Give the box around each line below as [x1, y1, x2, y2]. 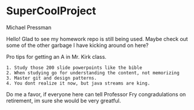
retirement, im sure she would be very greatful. [6, 97, 121, 104]
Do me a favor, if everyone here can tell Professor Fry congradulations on [6, 90, 186, 98]
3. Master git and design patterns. [6, 75, 97, 81]
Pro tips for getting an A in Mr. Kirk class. [6, 53, 107, 60]
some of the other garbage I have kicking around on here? [6, 42, 149, 49]
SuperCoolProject [6, 4, 96, 18]
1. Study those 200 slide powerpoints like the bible [6, 64, 143, 71]
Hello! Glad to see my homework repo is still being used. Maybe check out [6, 35, 189, 42]
